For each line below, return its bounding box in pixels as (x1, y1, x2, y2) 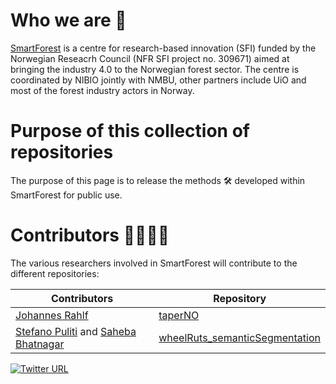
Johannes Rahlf (15, 308, 89, 322)
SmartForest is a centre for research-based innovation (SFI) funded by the (10, 42, 317, 54)
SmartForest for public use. (10, 189, 123, 201)
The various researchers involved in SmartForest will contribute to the (10, 257, 298, 269)
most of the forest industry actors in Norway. (10, 84, 195, 96)
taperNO (158, 308, 200, 322)
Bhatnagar (15, 337, 65, 351)
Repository (213, 291, 267, 305)
